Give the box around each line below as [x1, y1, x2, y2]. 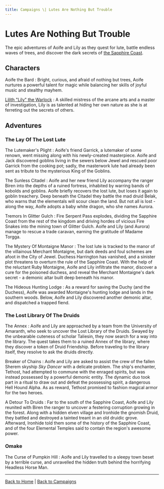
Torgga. [5, 234, 21, 240]
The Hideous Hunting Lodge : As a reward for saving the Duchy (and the [5, 284, 150, 290]
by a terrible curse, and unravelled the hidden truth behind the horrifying [5, 459, 151, 465]
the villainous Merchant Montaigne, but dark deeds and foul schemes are [5, 248, 152, 255]
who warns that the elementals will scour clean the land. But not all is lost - [5, 198, 156, 204]
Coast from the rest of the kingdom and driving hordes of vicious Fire [5, 219, 144, 224]
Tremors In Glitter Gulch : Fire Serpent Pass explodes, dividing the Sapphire [5, 213, 157, 219]
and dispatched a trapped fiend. [5, 300, 70, 306]
